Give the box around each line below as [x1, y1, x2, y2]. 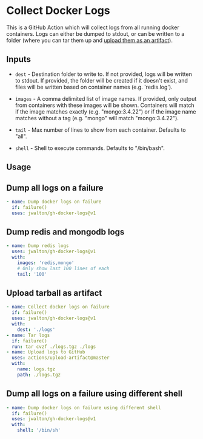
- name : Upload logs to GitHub [6, 349, 85, 355]
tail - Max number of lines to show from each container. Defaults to [15, 126, 186, 134]
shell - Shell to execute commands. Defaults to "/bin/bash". [15, 144, 165, 152]
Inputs [6, 54, 32, 64]
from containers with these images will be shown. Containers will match [15, 101, 195, 109]
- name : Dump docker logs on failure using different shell [6, 404, 162, 410]
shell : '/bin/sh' [17, 427, 61, 434]
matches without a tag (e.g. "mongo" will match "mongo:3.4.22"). [15, 114, 179, 121]
